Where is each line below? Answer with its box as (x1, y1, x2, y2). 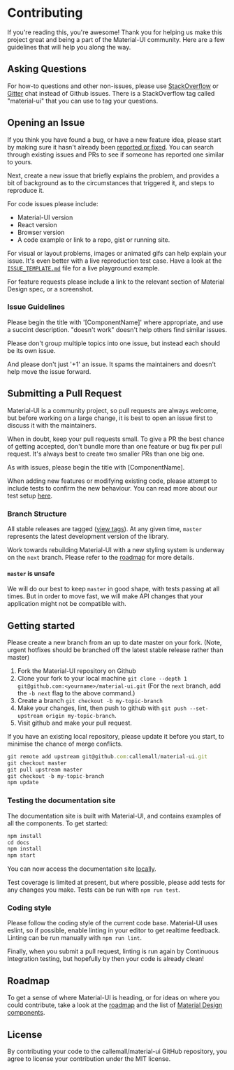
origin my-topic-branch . (45, 711, 117, 719)
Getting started (7, 620, 75, 632)
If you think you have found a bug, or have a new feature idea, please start (7, 135, 221, 144)
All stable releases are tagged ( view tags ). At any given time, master (7, 524, 203, 533)
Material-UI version (17, 213, 73, 222)
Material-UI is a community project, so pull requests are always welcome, (7, 406, 219, 414)
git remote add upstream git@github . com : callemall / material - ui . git (7, 753, 208, 760)
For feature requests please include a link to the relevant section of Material (7, 277, 225, 286)
